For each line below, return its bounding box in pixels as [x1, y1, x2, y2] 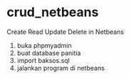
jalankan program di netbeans [16, 63, 105, 72]
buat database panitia [16, 49, 81, 57]
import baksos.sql [16, 56, 70, 64]
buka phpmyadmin [16, 41, 72, 49]
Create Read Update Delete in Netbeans [6, 28, 125, 36]
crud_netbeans [6, 4, 99, 20]
